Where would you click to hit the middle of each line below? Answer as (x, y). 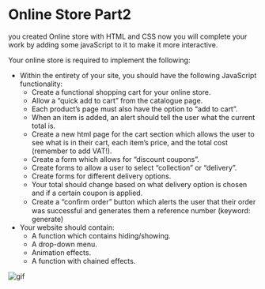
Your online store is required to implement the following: (99, 60)
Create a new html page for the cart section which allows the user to (143, 134)
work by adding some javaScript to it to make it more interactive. (113, 44)
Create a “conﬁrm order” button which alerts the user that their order (144, 201)
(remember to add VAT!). (72, 151)
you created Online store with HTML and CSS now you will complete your (128, 36)
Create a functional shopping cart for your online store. (121, 92)
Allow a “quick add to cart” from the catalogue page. (117, 100)
